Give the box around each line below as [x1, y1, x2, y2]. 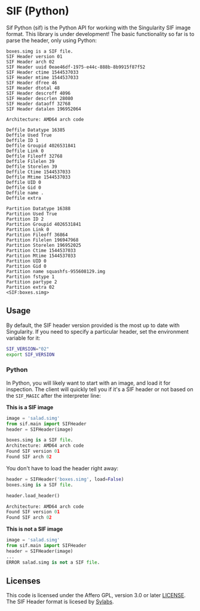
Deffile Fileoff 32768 [6, 153, 63, 159]
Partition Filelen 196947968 [6, 237, 79, 243]
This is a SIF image [6, 403, 54, 411]
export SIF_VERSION [6, 352, 55, 358]
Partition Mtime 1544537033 [6, 253, 76, 259]
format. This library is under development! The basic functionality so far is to [6, 30, 195, 37]
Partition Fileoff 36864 [6, 232, 68, 238]
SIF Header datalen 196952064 [6, 106, 82, 112]
